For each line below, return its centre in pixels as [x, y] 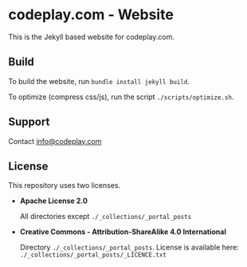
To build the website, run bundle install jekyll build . [99, 81]
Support [29, 122]
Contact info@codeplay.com [55, 141]
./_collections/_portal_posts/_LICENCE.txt [93, 255]
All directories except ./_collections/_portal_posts [106, 217]
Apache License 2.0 [53, 201]
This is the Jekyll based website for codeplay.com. [92, 37]
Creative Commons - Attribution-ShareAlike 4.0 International [123, 232]
